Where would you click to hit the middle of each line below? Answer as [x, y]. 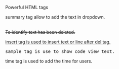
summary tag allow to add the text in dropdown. [55, 17]
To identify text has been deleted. [40, 32]
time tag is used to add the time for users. [49, 61]
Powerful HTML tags [27, 7]
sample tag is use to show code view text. [60, 52]
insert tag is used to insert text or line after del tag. [58, 42]
